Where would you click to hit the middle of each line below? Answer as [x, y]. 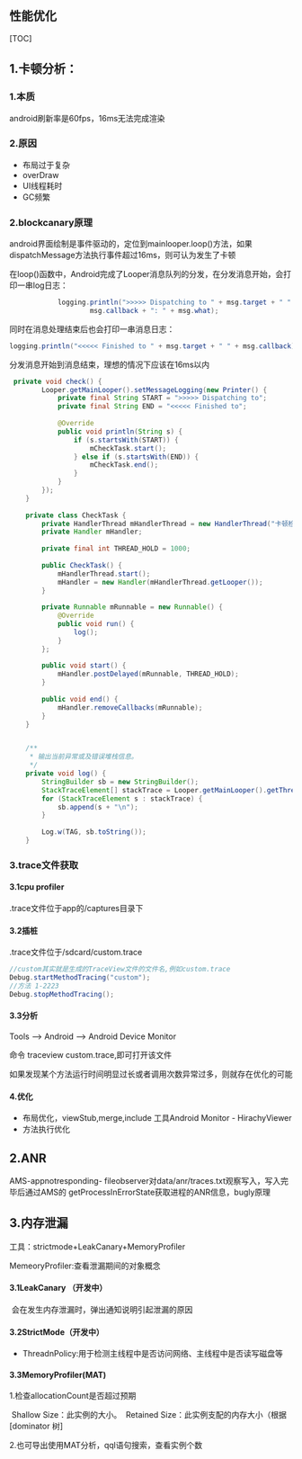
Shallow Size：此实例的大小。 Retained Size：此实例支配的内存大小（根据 [149, 1415]
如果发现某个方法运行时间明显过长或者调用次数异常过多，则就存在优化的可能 [151, 1074]
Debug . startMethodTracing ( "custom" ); [80, 978]
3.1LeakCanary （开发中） [58, 1288]
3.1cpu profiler [37, 887]
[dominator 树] [36, 1426]
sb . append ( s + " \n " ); [98, 807]
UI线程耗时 [42, 185]
